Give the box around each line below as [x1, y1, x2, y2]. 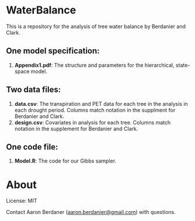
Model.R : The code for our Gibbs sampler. [14, 157, 117, 164]
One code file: [6, 141, 58, 152]
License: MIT [6, 197, 37, 205]
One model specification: [6, 46, 100, 56]
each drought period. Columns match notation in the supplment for [14, 106, 176, 113]
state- [175, 61, 190, 68]
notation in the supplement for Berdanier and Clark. [14, 125, 138, 132]
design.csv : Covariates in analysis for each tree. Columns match [14, 119, 171, 126]
